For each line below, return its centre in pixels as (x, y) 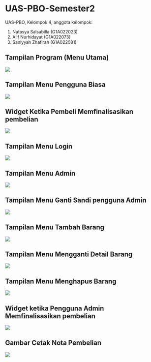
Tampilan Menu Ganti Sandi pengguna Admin (76, 200)
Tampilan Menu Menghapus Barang (61, 281)
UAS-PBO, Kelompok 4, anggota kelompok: (49, 22)
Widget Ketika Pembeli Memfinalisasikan (69, 111)
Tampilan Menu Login (39, 146)
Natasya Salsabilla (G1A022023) (45, 31)
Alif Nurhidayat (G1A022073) (41, 37)
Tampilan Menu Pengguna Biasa (55, 85)
